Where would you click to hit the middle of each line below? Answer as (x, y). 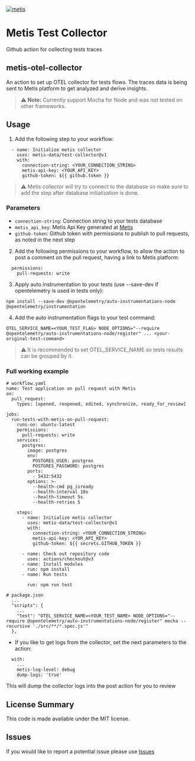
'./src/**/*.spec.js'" (60, 626)
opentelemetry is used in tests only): (59, 290)
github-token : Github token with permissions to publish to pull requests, (102, 233)
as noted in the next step (45, 240)
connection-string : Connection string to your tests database (88, 221)
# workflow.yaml (26, 384)
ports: (35, 471)
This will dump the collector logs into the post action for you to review (91, 686)
